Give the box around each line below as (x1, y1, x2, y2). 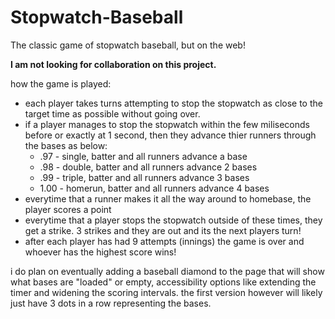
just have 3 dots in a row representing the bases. (10, 297, 212, 309)
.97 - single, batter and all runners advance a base (39, 150, 248, 162)
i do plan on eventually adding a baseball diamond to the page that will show (10, 265, 325, 277)
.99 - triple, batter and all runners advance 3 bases (39, 171, 250, 183)
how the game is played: (10, 77, 112, 90)
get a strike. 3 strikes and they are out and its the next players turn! (24, 224, 302, 236)
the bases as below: (24, 139, 108, 151)
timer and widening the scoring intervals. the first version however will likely (10, 286, 323, 298)
